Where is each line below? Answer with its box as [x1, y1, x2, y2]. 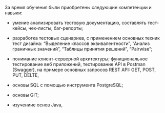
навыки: [5, 10, 23, 16]
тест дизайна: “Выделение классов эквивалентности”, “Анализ [12, 40, 150, 47]
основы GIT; [12, 92, 39, 98]
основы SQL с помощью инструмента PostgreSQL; [12, 82, 123, 88]
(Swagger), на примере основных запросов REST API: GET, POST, [12, 66, 156, 73]
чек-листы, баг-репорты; [28, 25, 83, 31]
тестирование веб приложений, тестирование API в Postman [12, 61, 146, 67]
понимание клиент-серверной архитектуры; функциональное [12, 56, 148, 62]
